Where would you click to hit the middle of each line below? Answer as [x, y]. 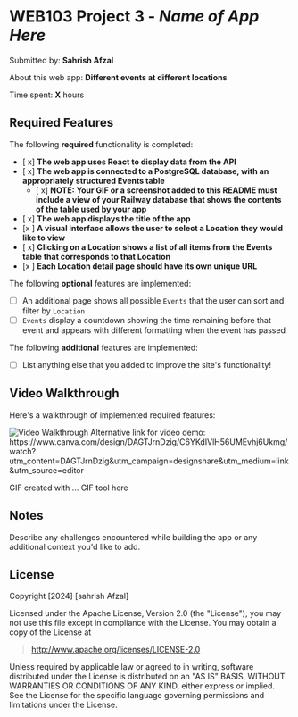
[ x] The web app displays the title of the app [106, 218]
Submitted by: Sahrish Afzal [62, 60]
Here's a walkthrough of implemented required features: [112, 415]
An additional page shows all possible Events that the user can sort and [153, 300]
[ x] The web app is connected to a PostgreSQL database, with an [145, 171]
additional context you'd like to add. [75, 546]
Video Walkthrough [64, 393]
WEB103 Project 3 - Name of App [134, 17]
